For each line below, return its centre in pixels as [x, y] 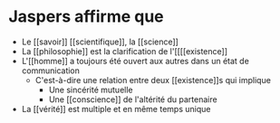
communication [51, 71]
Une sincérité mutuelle [91, 90]
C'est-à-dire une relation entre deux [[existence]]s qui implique [153, 80]
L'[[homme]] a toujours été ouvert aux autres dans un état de [135, 61]
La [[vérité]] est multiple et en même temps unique [116, 109]
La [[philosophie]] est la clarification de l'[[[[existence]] [125, 51]
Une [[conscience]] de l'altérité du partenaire [133, 99]
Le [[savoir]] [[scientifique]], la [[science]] [100, 42]
